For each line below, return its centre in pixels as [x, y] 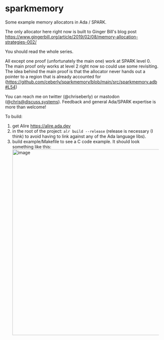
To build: [14, 116]
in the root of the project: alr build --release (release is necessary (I [82, 131]
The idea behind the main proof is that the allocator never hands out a [75, 71]
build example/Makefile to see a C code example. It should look [76, 141]
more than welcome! [26, 107]
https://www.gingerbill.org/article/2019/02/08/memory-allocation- [72, 37]
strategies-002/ [21, 42]
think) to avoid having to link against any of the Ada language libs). [79, 136]
